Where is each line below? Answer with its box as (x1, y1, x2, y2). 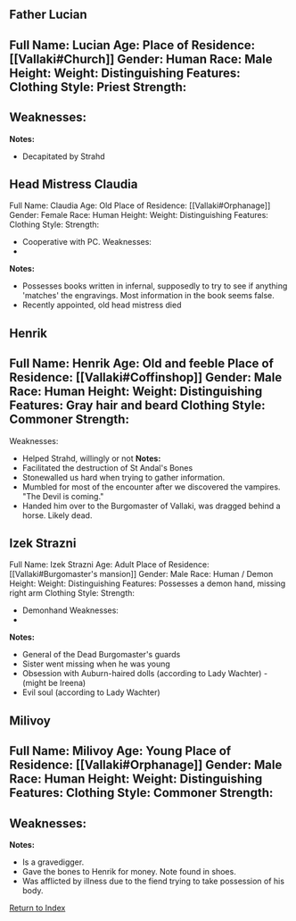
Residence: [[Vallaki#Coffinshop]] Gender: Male (9, 370, 283, 385)
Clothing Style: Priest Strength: (9, 80, 187, 95)
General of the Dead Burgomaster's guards (21, 649, 181, 660)
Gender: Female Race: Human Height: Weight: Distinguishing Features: (9, 210, 269, 221)
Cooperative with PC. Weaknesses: (21, 237, 152, 247)
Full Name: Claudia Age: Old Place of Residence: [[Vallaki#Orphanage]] (9, 200, 271, 211)
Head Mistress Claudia (9, 176, 138, 191)
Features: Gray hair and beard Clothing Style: (9, 398, 266, 414)
